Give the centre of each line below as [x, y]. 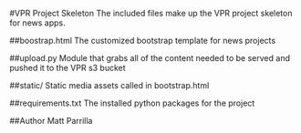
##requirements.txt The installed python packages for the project [132, 103]
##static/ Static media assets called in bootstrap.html [109, 85]
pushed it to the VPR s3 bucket [67, 68]
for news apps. [37, 23]
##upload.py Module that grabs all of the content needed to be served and [150, 58]
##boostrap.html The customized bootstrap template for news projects [143, 41]
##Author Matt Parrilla [51, 121]
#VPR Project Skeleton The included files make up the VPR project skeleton [151, 13]
